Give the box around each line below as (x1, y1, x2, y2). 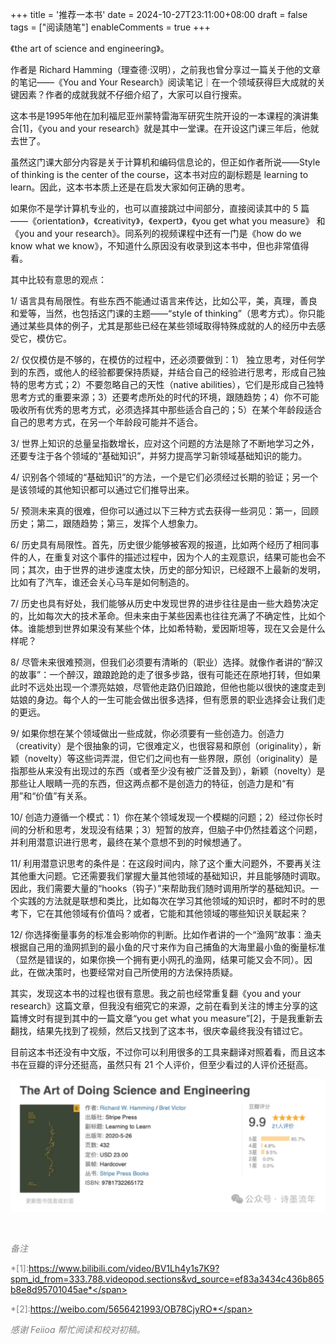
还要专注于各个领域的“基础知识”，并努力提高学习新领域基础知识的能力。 (10, 450, 308, 462)
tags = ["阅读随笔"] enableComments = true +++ (10, 21, 211, 33)
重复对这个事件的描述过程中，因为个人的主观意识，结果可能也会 (53, 551, 317, 563)
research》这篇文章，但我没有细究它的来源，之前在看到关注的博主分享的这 (10, 1000, 319, 1012)
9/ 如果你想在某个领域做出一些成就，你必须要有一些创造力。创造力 (10, 728, 285, 739)
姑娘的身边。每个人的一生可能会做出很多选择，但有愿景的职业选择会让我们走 (10, 694, 326, 705)
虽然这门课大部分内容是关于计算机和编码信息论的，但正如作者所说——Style (10, 156, 321, 168)
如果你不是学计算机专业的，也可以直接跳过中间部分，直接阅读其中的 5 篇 (10, 203, 310, 214)
